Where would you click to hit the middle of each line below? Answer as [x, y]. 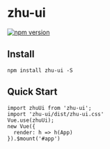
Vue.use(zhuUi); [31, 120]
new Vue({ [22, 126]
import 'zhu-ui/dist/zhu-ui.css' [56, 114]
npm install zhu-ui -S [40, 70]
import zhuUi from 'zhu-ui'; [49, 108]
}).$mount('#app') [34, 139]
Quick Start [32, 92]
